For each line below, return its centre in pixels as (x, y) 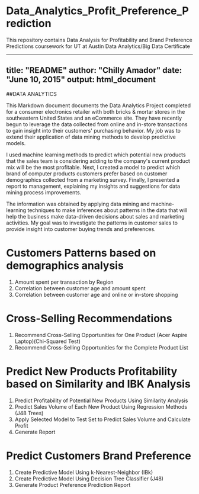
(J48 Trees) (29, 413)
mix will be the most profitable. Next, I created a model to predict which (93, 167)
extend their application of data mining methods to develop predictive (91, 137)
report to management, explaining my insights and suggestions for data (93, 186)
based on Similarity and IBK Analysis (98, 384)
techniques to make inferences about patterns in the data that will (107, 210)
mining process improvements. (44, 192)
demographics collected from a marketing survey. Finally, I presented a (93, 179)
